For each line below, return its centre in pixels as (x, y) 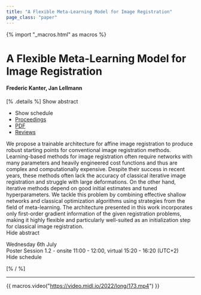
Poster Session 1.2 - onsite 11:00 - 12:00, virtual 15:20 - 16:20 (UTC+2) (92, 250)
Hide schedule (24, 257)
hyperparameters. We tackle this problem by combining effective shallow (96, 194)
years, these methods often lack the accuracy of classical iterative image (96, 175)
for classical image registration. (45, 226)
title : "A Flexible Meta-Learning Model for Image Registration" (89, 12)
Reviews (25, 132)
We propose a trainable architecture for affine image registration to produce (100, 144)
